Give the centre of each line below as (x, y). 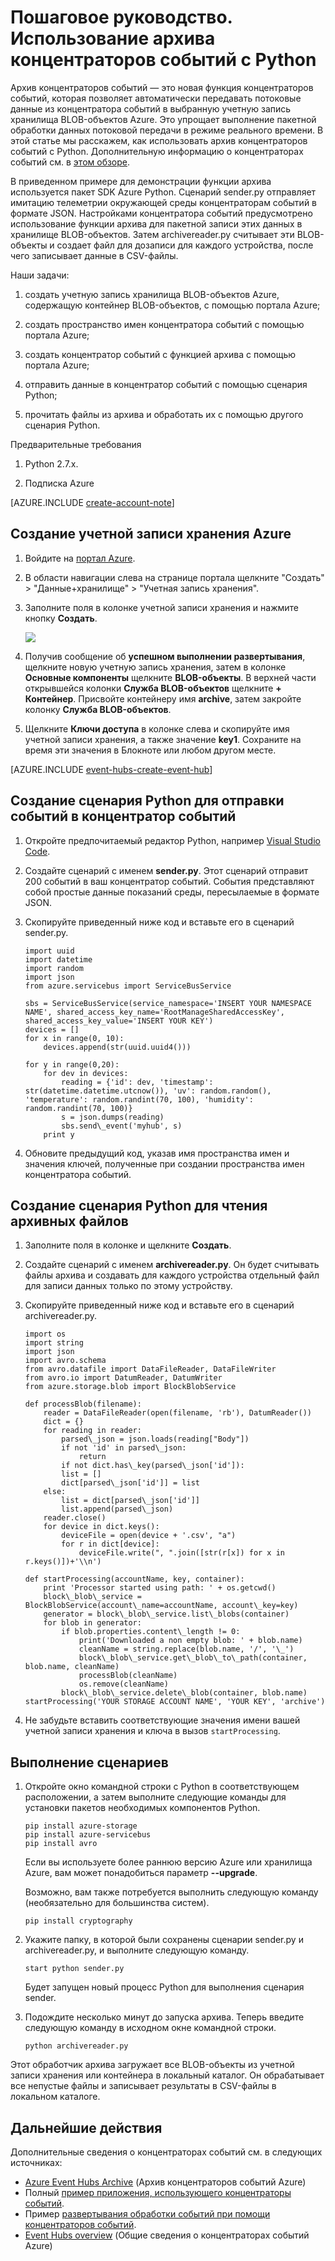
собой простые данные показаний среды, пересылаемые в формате (172, 892)
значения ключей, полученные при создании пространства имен (164, 1163)
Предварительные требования (76, 444)
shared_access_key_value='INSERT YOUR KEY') (119, 1021)
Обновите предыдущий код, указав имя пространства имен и (157, 1153)
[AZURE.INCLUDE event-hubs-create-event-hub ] (111, 769)
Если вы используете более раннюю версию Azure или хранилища (168, 1862)
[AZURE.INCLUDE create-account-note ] (92, 502)
